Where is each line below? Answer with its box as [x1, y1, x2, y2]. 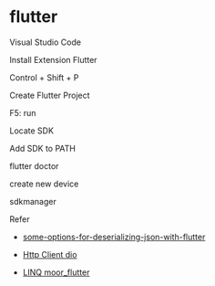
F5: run [9, 107, 36, 118]
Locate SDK [9, 125, 55, 136]
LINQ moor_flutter [22, 267, 90, 278]
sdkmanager [9, 196, 56, 207]
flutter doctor [9, 160, 59, 171]
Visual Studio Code [9, 37, 82, 48]
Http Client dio [22, 249, 77, 260]
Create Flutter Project [9, 90, 90, 101]
